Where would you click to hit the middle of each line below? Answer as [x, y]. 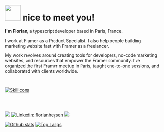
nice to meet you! [58, 18]
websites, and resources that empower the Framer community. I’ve [73, 60]
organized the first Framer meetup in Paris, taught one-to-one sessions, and [82, 66]
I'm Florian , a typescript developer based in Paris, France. [64, 31]
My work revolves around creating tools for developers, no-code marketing [81, 55]
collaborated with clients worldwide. [42, 71]
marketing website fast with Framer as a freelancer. [57, 46]
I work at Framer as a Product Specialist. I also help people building [73, 40]
